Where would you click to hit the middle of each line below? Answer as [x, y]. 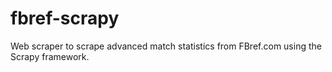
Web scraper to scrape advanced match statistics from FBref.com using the [166, 46]
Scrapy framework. [50, 56]
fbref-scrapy [65, 18]
